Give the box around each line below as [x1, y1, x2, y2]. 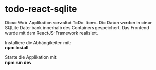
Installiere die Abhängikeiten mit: [5, 39, 71, 45]
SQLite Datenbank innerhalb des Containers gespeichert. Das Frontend [5, 24, 149, 30]
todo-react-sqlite [5, 3, 77, 15]
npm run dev [5, 59, 32, 65]
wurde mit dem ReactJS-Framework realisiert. [5, 30, 98, 36]
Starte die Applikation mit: [5, 54, 58, 60]
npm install [5, 45, 29, 50]
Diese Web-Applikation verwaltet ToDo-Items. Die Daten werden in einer [5, 20, 152, 25]
